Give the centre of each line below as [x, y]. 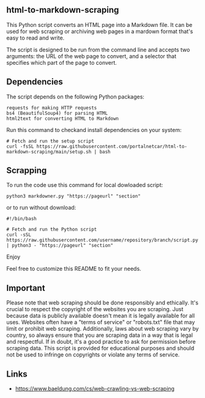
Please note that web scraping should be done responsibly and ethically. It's [102, 303]
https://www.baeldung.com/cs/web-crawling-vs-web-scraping [95, 389]
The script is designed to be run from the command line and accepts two [98, 50]
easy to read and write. [35, 38]
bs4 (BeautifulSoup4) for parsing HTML [57, 113]
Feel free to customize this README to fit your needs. [74, 269]
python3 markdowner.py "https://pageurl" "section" [73, 196]
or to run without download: [41, 208]
